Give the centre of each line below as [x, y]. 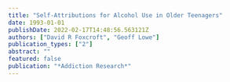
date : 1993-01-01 [37, 23]
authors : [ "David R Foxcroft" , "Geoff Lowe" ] [84, 37]
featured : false [35, 59]
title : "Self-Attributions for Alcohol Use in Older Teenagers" [115, 15]
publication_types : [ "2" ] [50, 45]
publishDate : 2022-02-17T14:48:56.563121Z [78, 30]
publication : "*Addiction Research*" [70, 66]
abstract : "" [29, 52]
